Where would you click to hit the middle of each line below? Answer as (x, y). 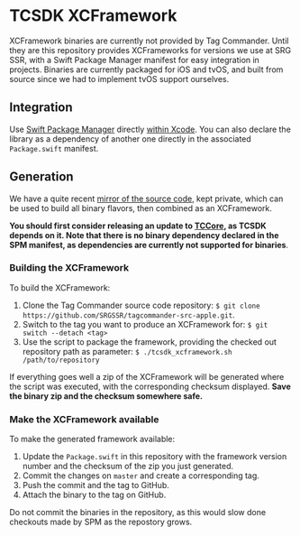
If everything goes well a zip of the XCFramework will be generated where (147, 376)
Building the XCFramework (69, 268)
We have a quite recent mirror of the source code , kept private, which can (146, 199)
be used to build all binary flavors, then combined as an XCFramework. (141, 208)
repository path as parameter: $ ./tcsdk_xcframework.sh (127, 351)
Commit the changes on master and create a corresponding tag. (141, 476)
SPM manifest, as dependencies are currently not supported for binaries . (149, 245)
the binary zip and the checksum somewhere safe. (106, 396)
